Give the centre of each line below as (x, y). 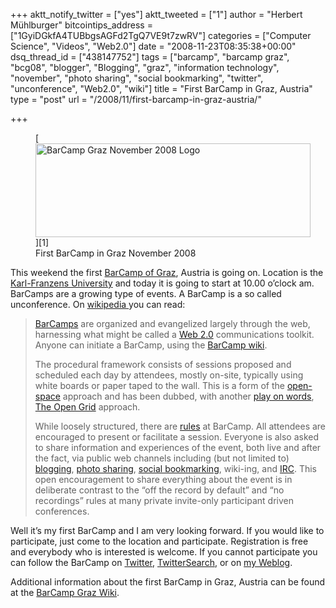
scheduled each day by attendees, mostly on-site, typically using (169, 375)
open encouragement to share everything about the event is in (163, 479)
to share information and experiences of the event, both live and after (178, 447)
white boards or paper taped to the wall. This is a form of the (159, 385)
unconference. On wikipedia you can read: (98, 304)
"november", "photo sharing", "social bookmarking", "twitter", (137, 78)
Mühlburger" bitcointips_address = (81, 25)
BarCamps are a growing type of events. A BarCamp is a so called (146, 293)
